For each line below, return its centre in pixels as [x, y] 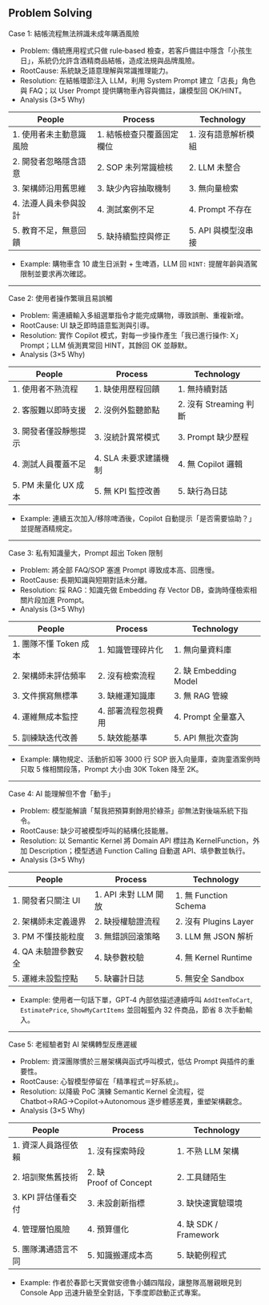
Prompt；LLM [43, 345]
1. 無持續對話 [203, 389]
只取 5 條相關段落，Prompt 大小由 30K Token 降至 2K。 [111, 769]
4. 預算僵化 [108, 1229]
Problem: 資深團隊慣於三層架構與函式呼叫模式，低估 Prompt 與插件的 [134, 1061]
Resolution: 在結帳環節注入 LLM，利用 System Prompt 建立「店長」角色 [138, 80]
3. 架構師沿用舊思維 [49, 188]
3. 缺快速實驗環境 [209, 1203]
